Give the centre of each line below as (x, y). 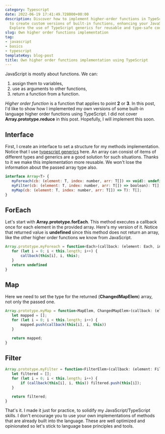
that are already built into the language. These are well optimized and (75, 421)
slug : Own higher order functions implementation (57, 32)
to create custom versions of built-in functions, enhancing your (79, 23)
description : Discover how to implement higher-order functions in (76, 19)
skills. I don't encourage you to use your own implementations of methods (80, 416)
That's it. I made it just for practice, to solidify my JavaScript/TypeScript (78, 410)
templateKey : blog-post (29, 55)
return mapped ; (27, 338)
